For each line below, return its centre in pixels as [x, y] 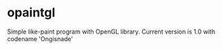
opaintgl [31, 13]
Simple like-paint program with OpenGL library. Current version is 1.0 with [111, 32]
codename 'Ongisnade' [40, 38]
